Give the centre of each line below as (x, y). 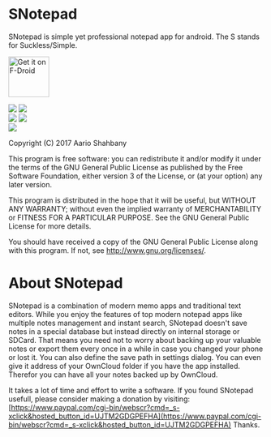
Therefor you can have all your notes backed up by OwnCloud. (113, 375)
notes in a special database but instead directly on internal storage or (124, 331)
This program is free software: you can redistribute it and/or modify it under (135, 158)
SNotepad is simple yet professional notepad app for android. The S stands (134, 36)
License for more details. (50, 226)
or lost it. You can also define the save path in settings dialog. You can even (135, 357)
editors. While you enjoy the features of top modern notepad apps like (125, 314)
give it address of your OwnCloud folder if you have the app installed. (125, 366)
